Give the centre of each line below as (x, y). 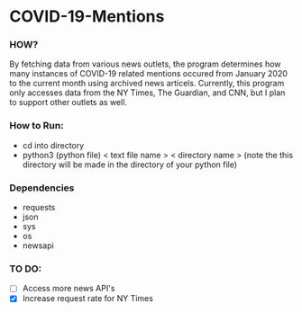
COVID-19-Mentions (87, 17)
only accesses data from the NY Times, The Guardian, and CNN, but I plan (147, 93)
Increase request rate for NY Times (87, 299)
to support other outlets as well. (69, 103)
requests (39, 208)
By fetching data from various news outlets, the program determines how (145, 64)
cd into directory (53, 145)
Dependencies (42, 188)
